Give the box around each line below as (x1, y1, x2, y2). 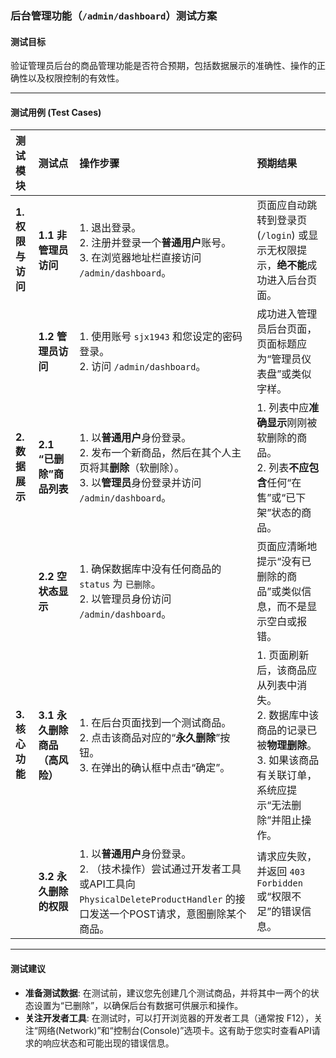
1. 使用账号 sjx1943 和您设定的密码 (79, 330, 243, 344)
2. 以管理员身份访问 (79, 592, 172, 606)
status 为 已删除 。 (79, 577, 162, 591)
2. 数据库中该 (256, 708, 320, 722)
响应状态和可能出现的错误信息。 (42, 1037, 175, 1049)
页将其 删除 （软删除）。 (79, 461, 185, 475)
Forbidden (256, 878, 303, 889)
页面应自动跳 (256, 198, 318, 212)
